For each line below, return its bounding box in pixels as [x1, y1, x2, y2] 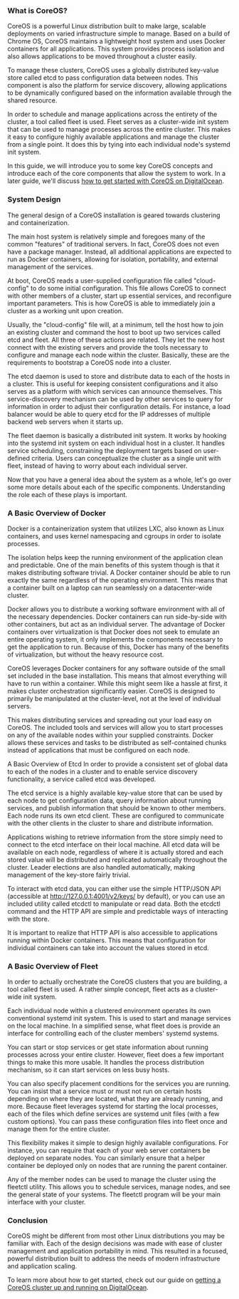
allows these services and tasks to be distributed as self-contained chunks [7, 738, 227, 746]
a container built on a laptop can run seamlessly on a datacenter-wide [7, 583, 213, 592]
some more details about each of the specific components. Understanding [7, 483, 225, 491]
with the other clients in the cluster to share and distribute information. [7, 818, 213, 828]
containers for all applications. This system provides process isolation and [7, 45, 225, 53]
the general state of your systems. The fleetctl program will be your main [7, 1190, 221, 1199]
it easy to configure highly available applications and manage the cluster [7, 132, 220, 141]
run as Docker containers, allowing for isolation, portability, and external [7, 255, 218, 264]
